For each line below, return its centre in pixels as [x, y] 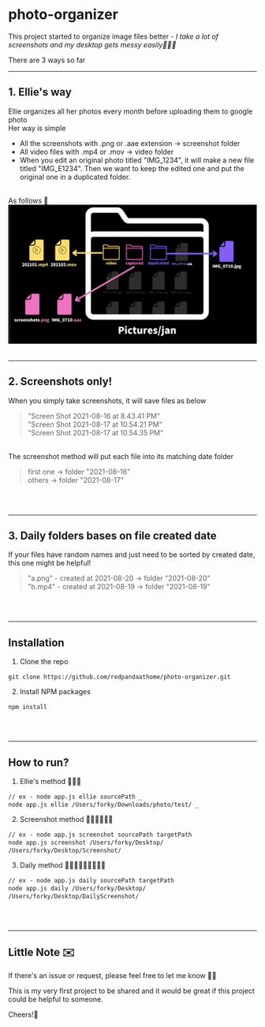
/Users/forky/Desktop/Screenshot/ [65, 851]
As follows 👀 [28, 200]
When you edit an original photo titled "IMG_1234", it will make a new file [137, 160]
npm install [28, 708]
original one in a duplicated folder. [75, 177]
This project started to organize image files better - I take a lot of [114, 36]
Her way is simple [37, 128]
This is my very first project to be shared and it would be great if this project [131, 991]
